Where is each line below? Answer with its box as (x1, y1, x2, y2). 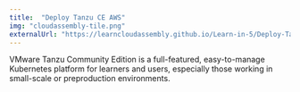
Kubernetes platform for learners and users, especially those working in (9, 63, 273, 74)
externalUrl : (9, 29, 58, 38)
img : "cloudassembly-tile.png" (9, 21, 126, 30)
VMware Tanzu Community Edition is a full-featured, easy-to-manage (9, 54, 265, 65)
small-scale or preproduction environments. (9, 73, 171, 84)
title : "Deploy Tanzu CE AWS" (9, 13, 126, 22)
